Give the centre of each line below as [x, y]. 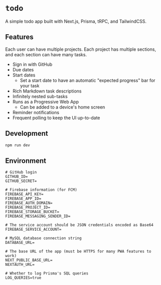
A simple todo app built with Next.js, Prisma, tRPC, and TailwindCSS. [76, 21]
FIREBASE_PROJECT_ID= [28, 208]
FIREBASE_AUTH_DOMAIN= [29, 203]
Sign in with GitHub [32, 64]
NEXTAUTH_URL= [20, 265]
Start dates [24, 75]
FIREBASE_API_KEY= [24, 195]
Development [27, 133]
